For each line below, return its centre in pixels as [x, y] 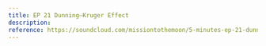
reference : [26, 30]
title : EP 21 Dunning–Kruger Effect [68, 15]
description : [30, 23]
